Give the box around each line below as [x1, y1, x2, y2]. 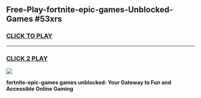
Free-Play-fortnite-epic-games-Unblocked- [6, 5, 173, 15]
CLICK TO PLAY [6, 32, 53, 40]
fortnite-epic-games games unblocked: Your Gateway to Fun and [6, 78, 172, 86]
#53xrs [35, 14, 63, 24]
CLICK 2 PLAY [6, 54, 48, 62]
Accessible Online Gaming [6, 85, 74, 92]
